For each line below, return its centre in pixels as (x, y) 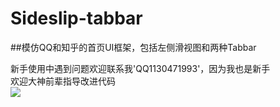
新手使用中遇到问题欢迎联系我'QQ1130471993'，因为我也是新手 (140, 68)
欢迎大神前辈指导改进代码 (63, 81)
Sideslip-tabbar (76, 18)
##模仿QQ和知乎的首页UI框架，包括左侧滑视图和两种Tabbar (133, 47)
